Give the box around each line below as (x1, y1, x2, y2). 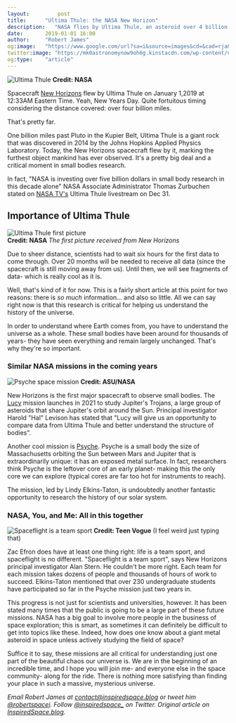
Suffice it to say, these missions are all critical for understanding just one (7, 649, 218, 658)
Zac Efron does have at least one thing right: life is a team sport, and (7, 547, 205, 556)
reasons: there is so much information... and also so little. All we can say (7, 293, 216, 301)
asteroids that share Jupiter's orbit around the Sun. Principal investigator (7, 405, 218, 415)
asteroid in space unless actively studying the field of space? (7, 636, 184, 644)
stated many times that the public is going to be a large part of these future (7, 606, 225, 615)
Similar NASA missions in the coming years (7, 361, 158, 371)
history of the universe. (7, 308, 75, 316)
